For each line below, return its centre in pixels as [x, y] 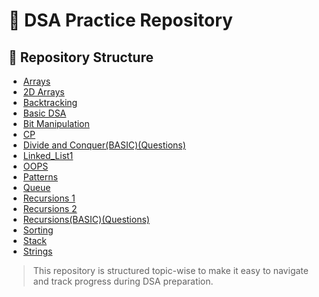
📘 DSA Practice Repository [120, 20]
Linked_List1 [48, 155]
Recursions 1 [49, 198]
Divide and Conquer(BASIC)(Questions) [104, 145]
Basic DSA [44, 113]
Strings [37, 251]
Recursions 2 [50, 208]
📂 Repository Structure [81, 57]
